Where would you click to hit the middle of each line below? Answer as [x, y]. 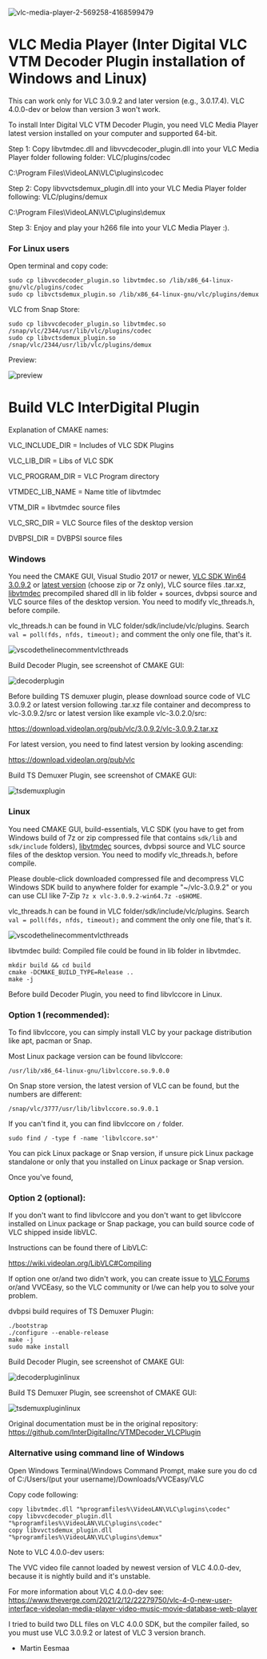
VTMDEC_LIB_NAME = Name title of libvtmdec [85, 492]
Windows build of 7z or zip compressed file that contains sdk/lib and [123, 837]
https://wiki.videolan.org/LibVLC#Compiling [80, 1263]
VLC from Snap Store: [44, 310]
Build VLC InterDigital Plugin [104, 408]
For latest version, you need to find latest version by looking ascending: [126, 745]
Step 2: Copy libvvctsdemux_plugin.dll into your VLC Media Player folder [128, 188]
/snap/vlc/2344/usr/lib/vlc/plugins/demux [80, 345]
